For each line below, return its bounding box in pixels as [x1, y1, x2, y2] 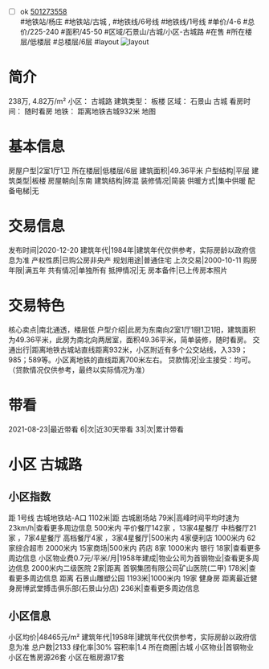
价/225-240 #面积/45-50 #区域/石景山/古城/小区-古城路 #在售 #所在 [19, 27, 246, 37]
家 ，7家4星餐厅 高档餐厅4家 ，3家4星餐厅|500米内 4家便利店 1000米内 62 [8, 533, 256, 543]
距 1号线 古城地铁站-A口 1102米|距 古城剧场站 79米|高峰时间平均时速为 [8, 513, 240, 522]
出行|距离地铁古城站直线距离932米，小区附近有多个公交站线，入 [14, 345, 228, 354]
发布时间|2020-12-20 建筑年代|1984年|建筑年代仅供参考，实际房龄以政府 [8, 245, 249, 254]
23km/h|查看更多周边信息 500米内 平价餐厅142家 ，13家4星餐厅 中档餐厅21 [8, 522, 257, 532]
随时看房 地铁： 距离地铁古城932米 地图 [23, 106, 157, 116]
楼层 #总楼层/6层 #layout [36, 37, 120, 47]
